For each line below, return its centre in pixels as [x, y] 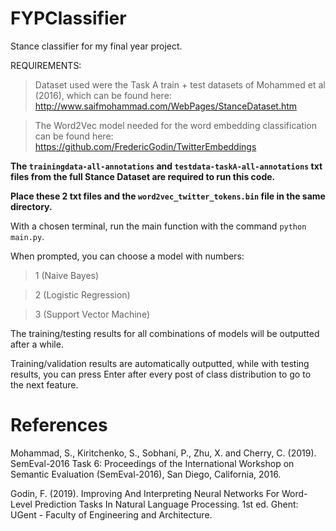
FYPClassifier [68, 18]
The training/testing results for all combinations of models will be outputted [165, 333]
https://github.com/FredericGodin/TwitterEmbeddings [145, 146]
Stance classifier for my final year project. [96, 46]
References [59, 425]
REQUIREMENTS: [46, 65]
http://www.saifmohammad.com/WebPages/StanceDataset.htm [166, 106]
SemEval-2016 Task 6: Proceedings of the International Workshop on [152, 463]
